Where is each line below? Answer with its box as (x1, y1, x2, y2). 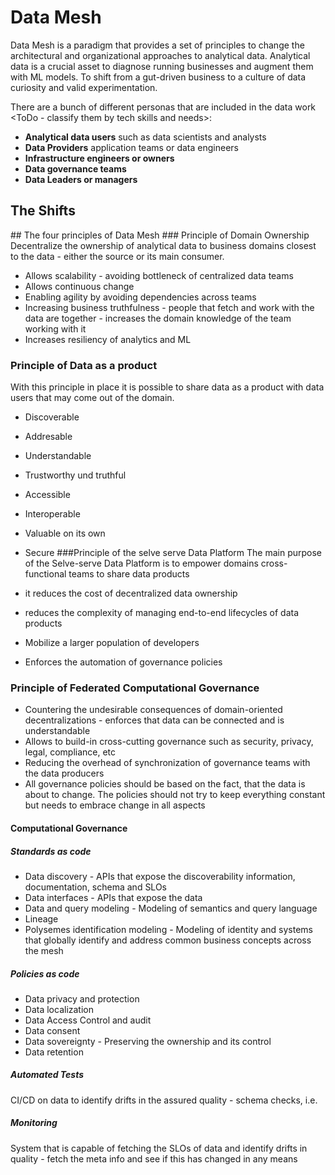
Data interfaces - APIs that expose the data (24, 891, 203, 903)
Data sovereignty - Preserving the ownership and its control (24, 1035, 272, 1047)
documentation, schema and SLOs (24, 881, 167, 893)
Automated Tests (10, 1069, 85, 1081)
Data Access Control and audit (24, 1014, 152, 1026)
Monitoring (10, 1117, 58, 1129)
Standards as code (10, 845, 92, 857)
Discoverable (24, 411, 80, 423)
